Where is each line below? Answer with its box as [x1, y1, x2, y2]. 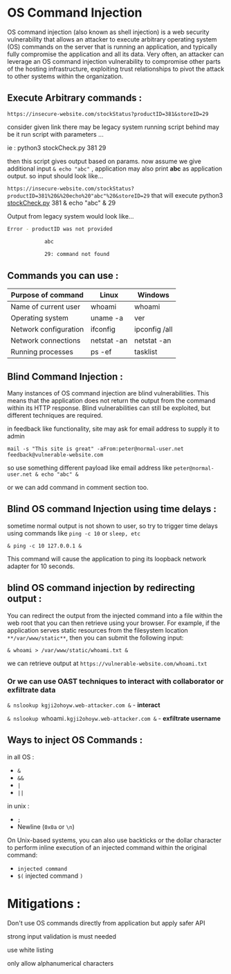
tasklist [133, 347, 158, 357]
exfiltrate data [7, 685, 56, 694]
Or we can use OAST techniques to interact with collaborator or [7, 676, 224, 686]
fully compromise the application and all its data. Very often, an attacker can [7, 50, 224, 58]
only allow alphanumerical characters [7, 959, 114, 967]
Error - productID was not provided [7, 225, 113, 232]
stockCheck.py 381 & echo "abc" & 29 [7, 198, 116, 207]
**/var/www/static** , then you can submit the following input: [7, 633, 184, 642]
